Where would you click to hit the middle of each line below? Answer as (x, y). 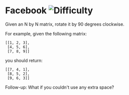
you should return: (24, 60)
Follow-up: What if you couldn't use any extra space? (60, 87)
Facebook (26, 11)
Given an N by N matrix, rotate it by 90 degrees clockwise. (65, 24)
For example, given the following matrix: (46, 33)
